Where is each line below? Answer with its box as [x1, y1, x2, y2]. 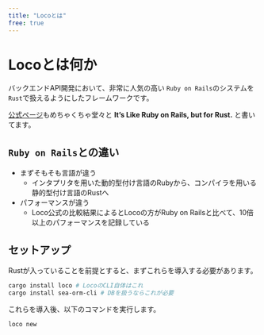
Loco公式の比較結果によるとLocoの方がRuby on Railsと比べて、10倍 [31, 208, 254, 218]
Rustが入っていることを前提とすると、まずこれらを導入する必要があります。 [8, 266, 258, 275]
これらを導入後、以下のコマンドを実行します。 [8, 304, 161, 314]
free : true [8, 19, 44, 27]
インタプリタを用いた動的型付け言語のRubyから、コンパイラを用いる [31, 178, 258, 187]
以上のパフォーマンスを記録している [31, 218, 150, 227]
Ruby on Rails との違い [8, 145, 120, 159]
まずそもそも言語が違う [19, 168, 97, 178]
